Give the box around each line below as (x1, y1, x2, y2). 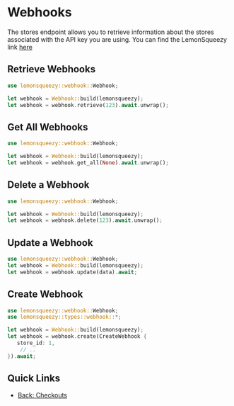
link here (7, 43, 33, 51)
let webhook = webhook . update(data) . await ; (7, 269, 138, 276)
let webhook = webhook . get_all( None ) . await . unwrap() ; (7, 159, 170, 167)
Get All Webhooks (7, 121, 88, 133)
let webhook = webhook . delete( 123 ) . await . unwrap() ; (7, 217, 163, 224)
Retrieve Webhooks (7, 63, 96, 75)
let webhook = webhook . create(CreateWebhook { (7, 333, 147, 340)
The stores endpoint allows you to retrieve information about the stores (7, 28, 214, 36)
